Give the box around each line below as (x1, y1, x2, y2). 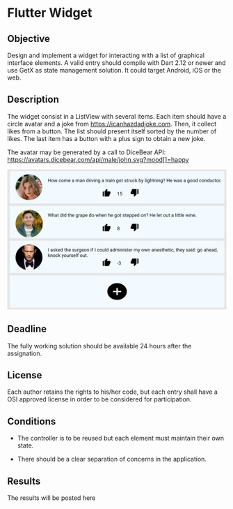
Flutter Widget (7, 5, 93, 21)
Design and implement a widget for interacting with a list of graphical (7, 51, 205, 59)
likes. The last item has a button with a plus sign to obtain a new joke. (7, 134, 206, 142)
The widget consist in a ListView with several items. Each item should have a (7, 112, 227, 120)
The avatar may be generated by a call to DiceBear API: (7, 148, 166, 156)
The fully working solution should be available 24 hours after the (7, 341, 192, 350)
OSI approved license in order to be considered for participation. (7, 395, 192, 404)
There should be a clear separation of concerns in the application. (17, 455, 207, 464)
